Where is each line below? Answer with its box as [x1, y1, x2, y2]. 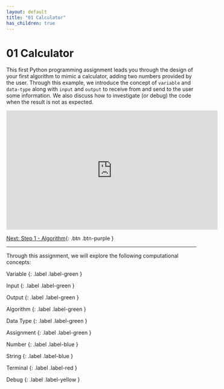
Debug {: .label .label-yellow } [6, 376, 80, 384]
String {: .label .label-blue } [6, 353, 74, 360]
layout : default [6, 8, 47, 15]
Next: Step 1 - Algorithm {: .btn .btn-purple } [6, 234, 114, 242]
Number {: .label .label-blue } [6, 341, 78, 348]
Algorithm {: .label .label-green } [6, 305, 86, 313]
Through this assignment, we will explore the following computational [6, 252, 179, 259]
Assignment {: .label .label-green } [6, 329, 92, 336]
